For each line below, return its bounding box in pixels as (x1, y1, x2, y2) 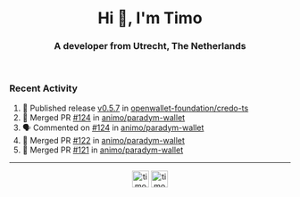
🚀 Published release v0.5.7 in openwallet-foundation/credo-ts (21, 103, 249, 113)
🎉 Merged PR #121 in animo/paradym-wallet (21, 144, 184, 155)
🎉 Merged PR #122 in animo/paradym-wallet (21, 135, 186, 145)
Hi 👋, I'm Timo (97, 8, 203, 29)
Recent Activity (9, 82, 79, 94)
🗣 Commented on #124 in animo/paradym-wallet (21, 122, 204, 133)
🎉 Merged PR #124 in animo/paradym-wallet (21, 111, 186, 123)
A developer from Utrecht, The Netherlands (54, 40, 246, 53)
